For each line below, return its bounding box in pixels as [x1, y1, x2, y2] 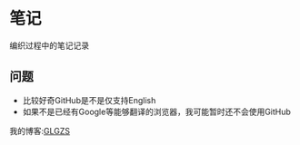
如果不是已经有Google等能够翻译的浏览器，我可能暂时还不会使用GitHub [22, 106, 291, 117]
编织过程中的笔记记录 [9, 40, 89, 51]
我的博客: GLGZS [9, 125, 71, 136]
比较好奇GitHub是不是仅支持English [22, 94, 156, 105]
